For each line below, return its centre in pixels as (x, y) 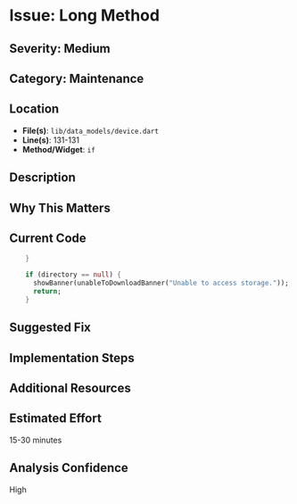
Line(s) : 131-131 (51, 140)
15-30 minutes (36, 440)
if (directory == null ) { (74, 275)
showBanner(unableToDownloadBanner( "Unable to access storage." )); (161, 283)
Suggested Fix (50, 328)
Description (42, 178)
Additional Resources (70, 388)
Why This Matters (60, 207)
